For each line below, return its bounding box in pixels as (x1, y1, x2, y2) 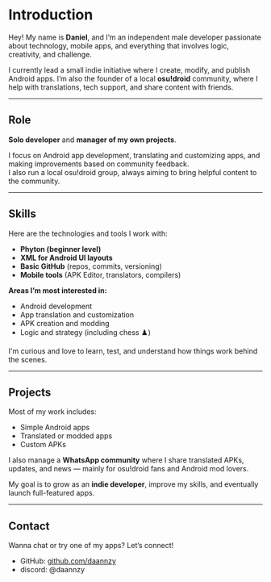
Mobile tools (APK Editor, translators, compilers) (19, 270, 181, 279)
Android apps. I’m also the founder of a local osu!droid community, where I (8, 73, 258, 83)
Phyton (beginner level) (19, 244, 102, 253)
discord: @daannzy (19, 565, 85, 575)
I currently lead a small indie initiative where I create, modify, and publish (8, 65, 251, 74)
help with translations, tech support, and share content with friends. (8, 82, 234, 92)
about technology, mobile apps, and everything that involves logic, (8, 40, 230, 50)
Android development (19, 301, 93, 311)
